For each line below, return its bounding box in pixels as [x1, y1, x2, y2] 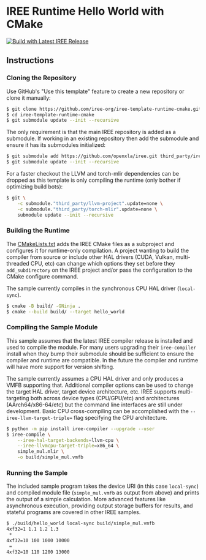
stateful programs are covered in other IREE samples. [6, 509, 141, 516]
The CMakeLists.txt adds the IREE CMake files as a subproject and [6, 240, 175, 247]
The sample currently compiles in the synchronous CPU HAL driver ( [6, 285, 180, 292]
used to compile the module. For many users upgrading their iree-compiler [6, 343, 196, 351]
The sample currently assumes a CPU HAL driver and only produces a [6, 375, 184, 382]
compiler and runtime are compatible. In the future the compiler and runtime [6, 356, 199, 364]
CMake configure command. [6, 272, 78, 280]
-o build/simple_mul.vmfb [17, 454, 84, 460]
